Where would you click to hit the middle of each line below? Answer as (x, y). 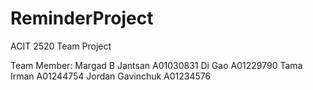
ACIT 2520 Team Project (61, 46)
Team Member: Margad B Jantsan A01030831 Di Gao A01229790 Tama (156, 65)
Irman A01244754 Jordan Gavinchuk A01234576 (111, 76)
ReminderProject (82, 18)
